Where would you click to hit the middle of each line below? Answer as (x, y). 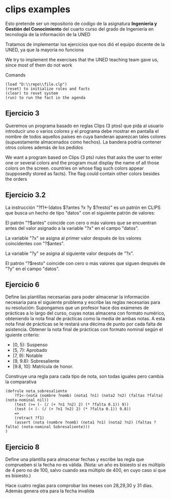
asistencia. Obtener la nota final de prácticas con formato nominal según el (84, 329)
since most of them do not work (39, 65)
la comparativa (21, 382)
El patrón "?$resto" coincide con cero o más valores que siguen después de (86, 263)
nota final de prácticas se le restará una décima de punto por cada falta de (84, 324)
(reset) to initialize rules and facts (48, 89)
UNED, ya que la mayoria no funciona (45, 50)
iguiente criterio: (22, 335)
